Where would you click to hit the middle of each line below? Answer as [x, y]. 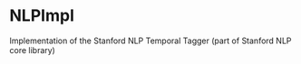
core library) [33, 50]
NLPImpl [42, 16]
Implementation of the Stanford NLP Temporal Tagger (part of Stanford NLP [150, 41]
